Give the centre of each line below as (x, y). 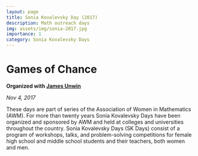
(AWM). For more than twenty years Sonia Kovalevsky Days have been (94, 115)
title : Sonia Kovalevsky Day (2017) (52, 17)
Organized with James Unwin (43, 86)
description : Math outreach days (48, 23)
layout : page (22, 12)
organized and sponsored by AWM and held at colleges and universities (95, 122)
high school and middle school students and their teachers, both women (95, 141)
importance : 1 (24, 34)
